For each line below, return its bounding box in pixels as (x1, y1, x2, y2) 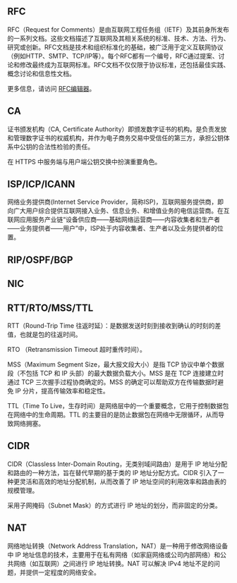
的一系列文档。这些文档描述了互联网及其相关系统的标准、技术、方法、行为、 (7, 34, 230, 42)
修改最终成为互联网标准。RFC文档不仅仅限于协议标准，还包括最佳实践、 (19, 60, 230, 69)
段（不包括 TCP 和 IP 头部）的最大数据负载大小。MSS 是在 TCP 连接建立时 (7, 369, 224, 378)
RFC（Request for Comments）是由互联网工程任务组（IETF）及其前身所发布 (7, 25, 229, 34)
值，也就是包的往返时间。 (7, 331, 82, 339)
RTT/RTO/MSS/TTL (7, 302, 94, 314)
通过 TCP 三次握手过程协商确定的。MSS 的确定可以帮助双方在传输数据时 (7, 378, 218, 386)
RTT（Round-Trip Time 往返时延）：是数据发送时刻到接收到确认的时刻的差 (7, 321, 221, 330)
